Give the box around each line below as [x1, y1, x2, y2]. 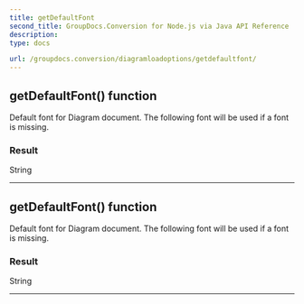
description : [9, 30, 59, 39]
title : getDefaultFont [9, 13, 95, 23]
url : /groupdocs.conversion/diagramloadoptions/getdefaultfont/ [9, 55, 257, 64]
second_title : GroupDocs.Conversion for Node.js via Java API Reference [9, 22, 290, 31]
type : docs [9, 38, 51, 48]
